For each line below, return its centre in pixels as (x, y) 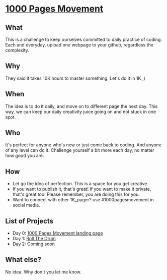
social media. (26, 205)
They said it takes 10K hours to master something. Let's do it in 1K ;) (75, 78)
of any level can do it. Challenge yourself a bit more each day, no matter (80, 150)
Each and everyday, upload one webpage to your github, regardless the (79, 45)
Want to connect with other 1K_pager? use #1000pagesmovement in (83, 200)
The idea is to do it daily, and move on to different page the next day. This (81, 106)
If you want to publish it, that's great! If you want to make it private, (82, 189)
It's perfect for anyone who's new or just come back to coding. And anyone (83, 145)
